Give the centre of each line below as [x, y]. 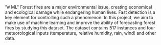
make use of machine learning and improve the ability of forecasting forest [80, 22]
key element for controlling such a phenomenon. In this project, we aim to [79, 17]
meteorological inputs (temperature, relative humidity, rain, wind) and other [81, 33]
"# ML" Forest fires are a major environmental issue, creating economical [79, 7]
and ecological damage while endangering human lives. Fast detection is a [80, 12]
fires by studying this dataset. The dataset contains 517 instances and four [80, 28]
